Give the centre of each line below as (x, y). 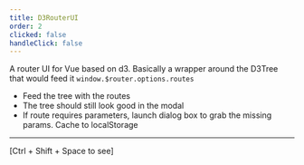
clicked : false (38, 34)
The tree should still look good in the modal (103, 106)
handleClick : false (46, 43)
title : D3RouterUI (44, 18)
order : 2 (26, 26)
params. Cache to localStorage (80, 125)
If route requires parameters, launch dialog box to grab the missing (147, 115)
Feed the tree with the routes (76, 96)
